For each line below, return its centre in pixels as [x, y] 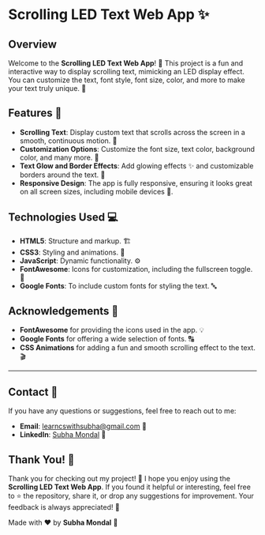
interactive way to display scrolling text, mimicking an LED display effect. [126, 72]
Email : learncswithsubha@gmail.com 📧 [83, 426]
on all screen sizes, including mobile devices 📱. [96, 191]
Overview [33, 44]
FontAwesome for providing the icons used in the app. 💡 [112, 330]
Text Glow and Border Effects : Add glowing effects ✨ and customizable [136, 166]
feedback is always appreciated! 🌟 [64, 507]
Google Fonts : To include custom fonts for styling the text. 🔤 [118, 285]
